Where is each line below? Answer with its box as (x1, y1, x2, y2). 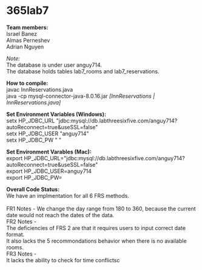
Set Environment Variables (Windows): (6, 110, 106, 118)
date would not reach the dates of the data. (6, 211, 115, 218)
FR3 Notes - (6, 250, 37, 257)
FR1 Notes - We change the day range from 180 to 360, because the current (6, 204, 196, 212)
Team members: (6, 24, 49, 31)
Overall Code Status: (6, 186, 60, 193)
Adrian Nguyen (6, 43, 44, 50)
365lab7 (6, 4, 49, 18)
